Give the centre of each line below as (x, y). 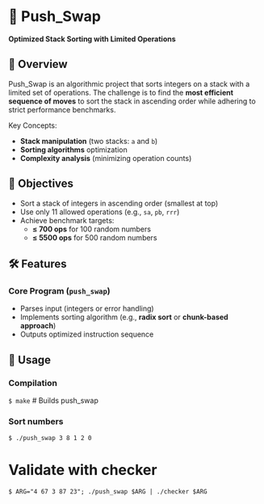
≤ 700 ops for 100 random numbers (92, 229)
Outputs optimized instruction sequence (87, 334)
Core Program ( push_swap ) (59, 290)
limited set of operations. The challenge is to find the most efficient (121, 92)
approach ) (38, 326)
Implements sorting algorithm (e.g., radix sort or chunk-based (124, 317)
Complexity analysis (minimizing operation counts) (106, 158)
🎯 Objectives (41, 184)
